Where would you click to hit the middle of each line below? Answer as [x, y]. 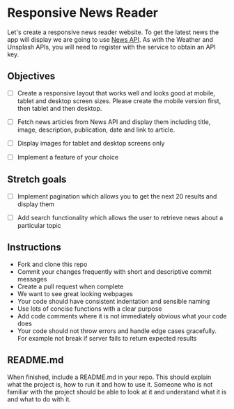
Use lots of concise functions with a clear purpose [89, 309]
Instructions [34, 248]
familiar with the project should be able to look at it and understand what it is [117, 392]
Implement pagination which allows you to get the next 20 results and [117, 196]
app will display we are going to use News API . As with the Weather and [110, 39]
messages [32, 279]
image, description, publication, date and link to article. [96, 130]
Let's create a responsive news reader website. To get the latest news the [113, 32]
